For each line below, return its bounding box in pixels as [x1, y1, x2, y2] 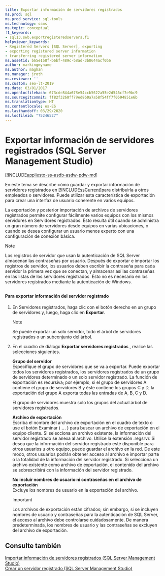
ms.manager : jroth [5, 72, 43, 77]
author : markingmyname [5, 62, 52, 67]
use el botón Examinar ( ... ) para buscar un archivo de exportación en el [12, 424, 160, 431]
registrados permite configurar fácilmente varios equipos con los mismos [5, 212, 154, 218]
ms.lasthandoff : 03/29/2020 [5, 108, 63, 114]
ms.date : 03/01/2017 [5, 85, 48, 91]
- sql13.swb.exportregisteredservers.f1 [5, 35, 90, 40]
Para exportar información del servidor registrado [5, 293, 109, 299]
